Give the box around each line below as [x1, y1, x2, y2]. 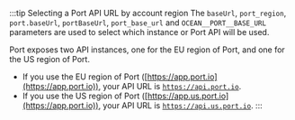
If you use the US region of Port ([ [22, 90, 148, 101]
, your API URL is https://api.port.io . [98, 81, 242, 91]
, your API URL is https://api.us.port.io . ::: [98, 100, 263, 111]
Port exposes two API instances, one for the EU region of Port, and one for [9, 44, 285, 55]
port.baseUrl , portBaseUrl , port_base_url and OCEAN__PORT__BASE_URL [9, 17, 267, 28]
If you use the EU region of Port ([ [22, 71, 148, 82]
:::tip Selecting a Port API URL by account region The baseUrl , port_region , [9, 8, 287, 18]
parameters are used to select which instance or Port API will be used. [9, 27, 270, 37]
